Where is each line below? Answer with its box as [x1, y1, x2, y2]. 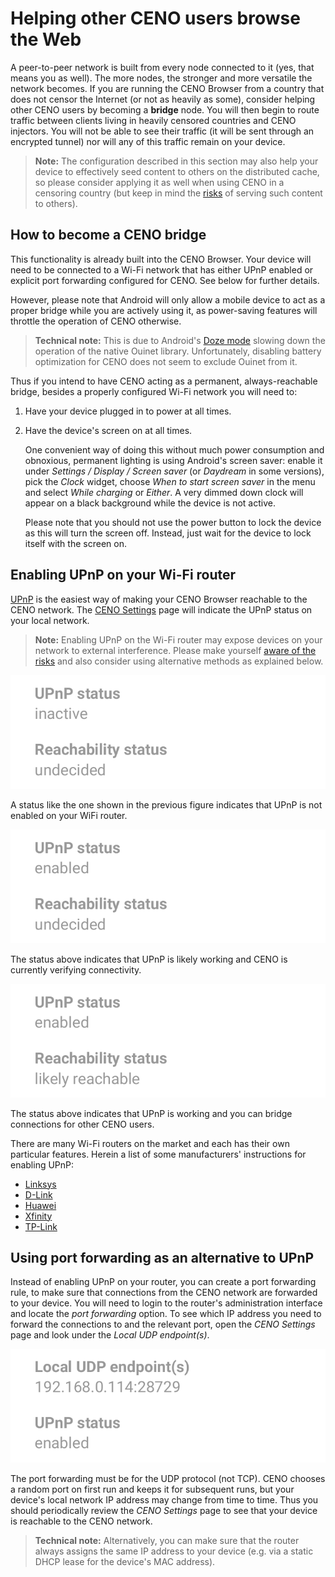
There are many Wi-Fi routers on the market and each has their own [10, 1137, 290, 1149]
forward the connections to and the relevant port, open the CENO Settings [10, 1318, 316, 1331]
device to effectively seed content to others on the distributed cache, [34, 165, 320, 177]
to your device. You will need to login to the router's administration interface [10, 1297, 323, 1309]
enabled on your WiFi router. [10, 809, 128, 821]
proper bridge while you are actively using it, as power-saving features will [10, 304, 318, 316]
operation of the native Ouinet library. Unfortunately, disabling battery [34, 345, 322, 357]
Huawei [24, 1199, 57, 1211]
